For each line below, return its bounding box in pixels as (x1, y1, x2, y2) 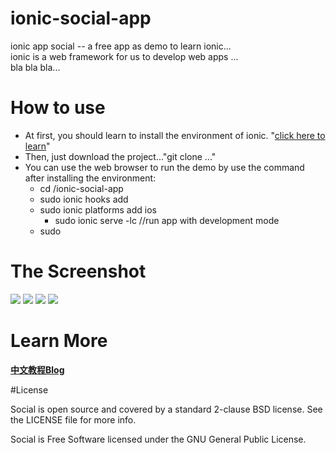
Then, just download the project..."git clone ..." (24, 150, 217, 162)
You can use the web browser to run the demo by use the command (24, 161, 305, 173)
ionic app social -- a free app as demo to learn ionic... (10, 40, 232, 52)
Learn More (10, 330, 108, 352)
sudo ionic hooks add (39, 193, 129, 205)
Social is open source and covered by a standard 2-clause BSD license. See (10, 403, 323, 415)
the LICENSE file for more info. (10, 413, 137, 426)
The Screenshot (10, 260, 147, 283)
